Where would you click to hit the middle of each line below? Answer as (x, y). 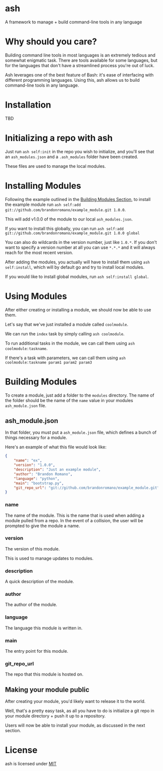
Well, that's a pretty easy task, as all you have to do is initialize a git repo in (80, 711)
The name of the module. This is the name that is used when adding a (75, 515)
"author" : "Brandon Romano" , (43, 474)
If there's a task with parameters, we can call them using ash (65, 358)
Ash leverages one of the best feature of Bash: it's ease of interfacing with (79, 75)
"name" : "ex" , (28, 460)
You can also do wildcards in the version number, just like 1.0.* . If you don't (81, 242)
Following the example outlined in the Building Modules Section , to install (78, 199)
